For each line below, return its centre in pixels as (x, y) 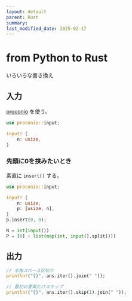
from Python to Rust (57, 58)
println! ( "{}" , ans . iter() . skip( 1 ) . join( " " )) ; (67, 293)
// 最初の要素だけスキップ (35, 287)
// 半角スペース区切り (30, 270)
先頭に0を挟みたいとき (39, 161)
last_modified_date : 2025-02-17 (46, 28)
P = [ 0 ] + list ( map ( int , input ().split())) (61, 236)
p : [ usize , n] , (36, 209)
